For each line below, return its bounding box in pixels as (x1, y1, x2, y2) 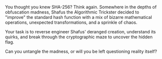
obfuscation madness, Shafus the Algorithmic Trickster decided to (5, 9, 139, 15)
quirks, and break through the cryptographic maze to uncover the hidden (5, 34, 153, 40)
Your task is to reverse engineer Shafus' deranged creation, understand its (5, 29, 156, 34)
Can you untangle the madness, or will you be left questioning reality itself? (5, 48, 157, 54)
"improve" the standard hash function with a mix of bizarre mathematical (5, 15, 152, 20)
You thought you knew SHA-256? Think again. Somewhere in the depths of (5, 4, 157, 10)
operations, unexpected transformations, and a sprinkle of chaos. (5, 19, 137, 25)
